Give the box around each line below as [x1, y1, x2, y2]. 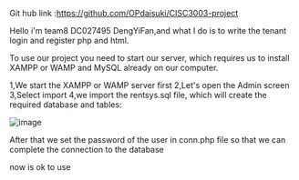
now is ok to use [9, 162, 71, 172]
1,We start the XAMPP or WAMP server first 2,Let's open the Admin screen [9, 80, 290, 90]
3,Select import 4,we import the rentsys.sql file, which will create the [9, 90, 267, 100]
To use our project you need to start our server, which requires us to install [9, 53, 290, 63]
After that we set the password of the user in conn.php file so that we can [9, 135, 286, 145]
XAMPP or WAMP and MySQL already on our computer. [9, 63, 219, 73]
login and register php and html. [9, 35, 129, 45]
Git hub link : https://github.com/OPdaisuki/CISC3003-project [9, 8, 239, 18]
